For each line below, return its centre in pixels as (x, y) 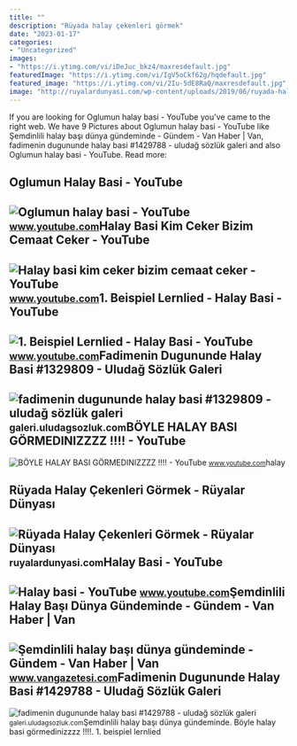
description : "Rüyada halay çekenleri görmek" (96, 26)
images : (23, 58)
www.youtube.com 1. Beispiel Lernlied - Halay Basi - (146, 298)
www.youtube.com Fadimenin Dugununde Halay (136, 356)
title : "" (27, 17)
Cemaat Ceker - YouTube (80, 240)
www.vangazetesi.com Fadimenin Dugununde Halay (145, 677)
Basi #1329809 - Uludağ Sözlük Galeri (116, 370)
